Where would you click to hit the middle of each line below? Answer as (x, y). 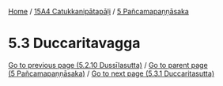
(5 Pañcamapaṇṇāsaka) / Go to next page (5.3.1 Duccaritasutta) (111, 73)
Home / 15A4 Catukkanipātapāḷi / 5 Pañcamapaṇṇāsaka (99, 11)
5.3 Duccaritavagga (74, 43)
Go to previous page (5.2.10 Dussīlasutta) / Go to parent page (108, 65)
